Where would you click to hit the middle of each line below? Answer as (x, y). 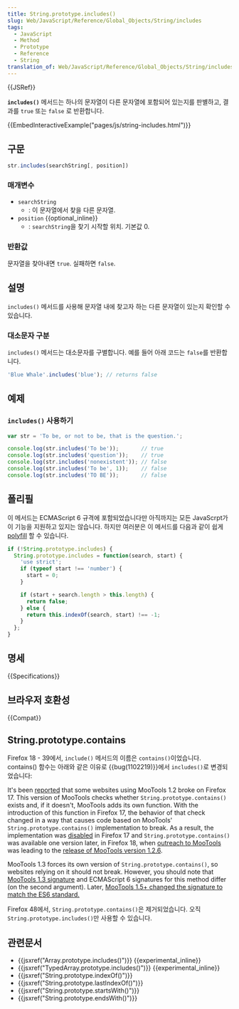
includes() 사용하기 (40, 421)
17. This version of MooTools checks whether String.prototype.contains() (117, 798)
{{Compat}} (24, 718)
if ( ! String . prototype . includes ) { (60, 549)
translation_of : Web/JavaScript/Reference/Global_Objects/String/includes (121, 67)
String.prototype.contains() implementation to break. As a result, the (111, 828)
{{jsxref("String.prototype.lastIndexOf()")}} (80, 983)
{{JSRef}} (21, 87)
